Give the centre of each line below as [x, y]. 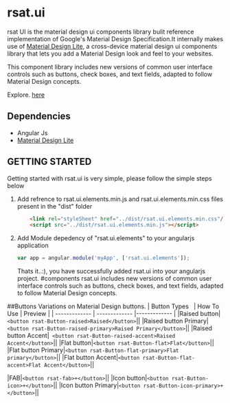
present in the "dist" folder [55, 206]
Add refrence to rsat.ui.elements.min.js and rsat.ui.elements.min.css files [120, 199]
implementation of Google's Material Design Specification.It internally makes [115, 38]
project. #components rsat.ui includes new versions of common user [114, 279]
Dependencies [39, 116]
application [33, 246]
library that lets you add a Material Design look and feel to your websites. [111, 54]
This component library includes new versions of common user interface [110, 67]
